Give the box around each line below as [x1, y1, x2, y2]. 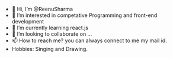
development [11, 18, 44, 25]
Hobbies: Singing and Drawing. [11, 46, 88, 52]
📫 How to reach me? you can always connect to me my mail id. [11, 37, 167, 44]
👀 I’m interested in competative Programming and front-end [11, 12, 158, 19]
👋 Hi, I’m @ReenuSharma [11, 6, 73, 12]
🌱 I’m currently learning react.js [11, 24, 89, 31]
